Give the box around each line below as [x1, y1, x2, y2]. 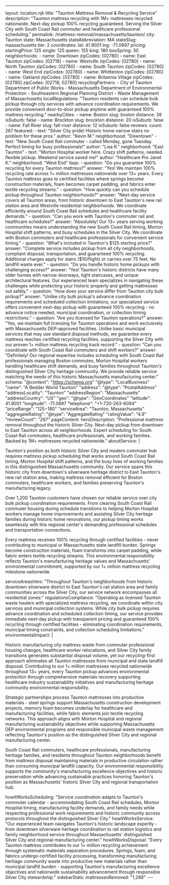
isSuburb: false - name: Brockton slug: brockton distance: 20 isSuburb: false [5, 117, 164, 123]
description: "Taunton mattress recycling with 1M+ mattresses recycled [5, 16, 152, 21]
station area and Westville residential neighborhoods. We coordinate [5, 202, 147, 208]
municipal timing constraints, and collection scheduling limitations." [5, 627, 145, 632]
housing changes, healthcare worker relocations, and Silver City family [5, 647, 152, 653]
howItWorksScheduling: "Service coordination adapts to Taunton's [5, 794, 143, 800]
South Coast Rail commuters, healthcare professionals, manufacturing [5, 747, 151, 753]
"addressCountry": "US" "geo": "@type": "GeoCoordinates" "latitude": [5, 395, 151, 401]
